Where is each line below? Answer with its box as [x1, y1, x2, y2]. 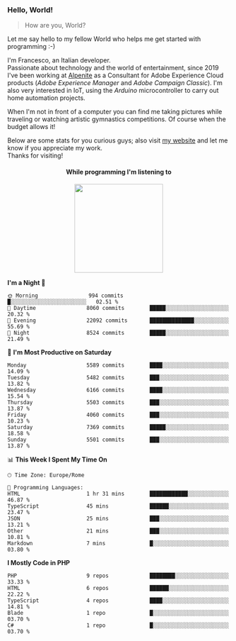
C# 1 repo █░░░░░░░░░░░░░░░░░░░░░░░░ [7, 622, 230, 629]
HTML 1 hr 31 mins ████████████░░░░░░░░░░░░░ [7, 490, 230, 497]
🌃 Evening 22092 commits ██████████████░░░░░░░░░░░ [7, 317, 230, 324]
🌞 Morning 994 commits [7, 292, 124, 299]
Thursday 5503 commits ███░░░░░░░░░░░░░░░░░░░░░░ [7, 398, 230, 406]
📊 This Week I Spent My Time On [7, 455, 107, 464]
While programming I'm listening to [66, 167, 172, 176]
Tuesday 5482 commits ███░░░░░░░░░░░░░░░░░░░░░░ [7, 374, 230, 381]
